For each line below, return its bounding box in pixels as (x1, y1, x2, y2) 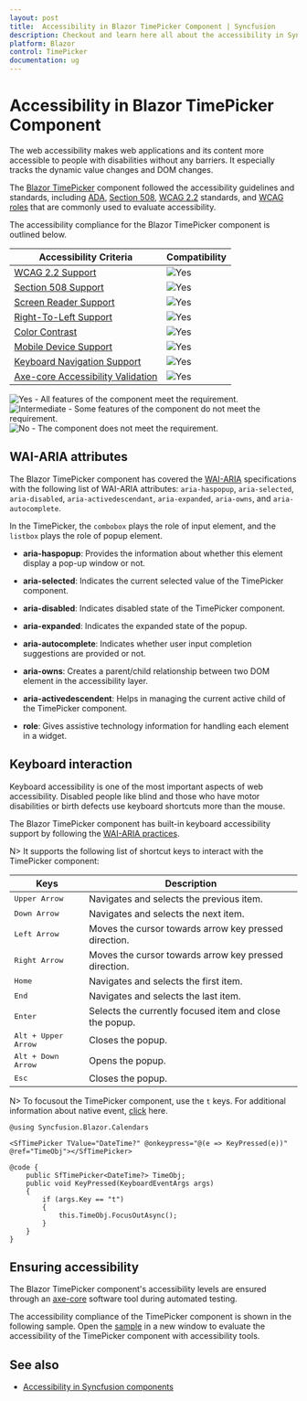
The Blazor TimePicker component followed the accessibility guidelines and (9, 182, 295, 193)
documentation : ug (9, 56, 79, 65)
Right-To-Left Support (14, 310, 112, 323)
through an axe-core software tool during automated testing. (9, 1293, 238, 1304)
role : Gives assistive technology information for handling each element (22, 720, 290, 732)
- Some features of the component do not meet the (68, 403, 260, 414)
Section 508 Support (14, 281, 105, 294)
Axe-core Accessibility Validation (14, 369, 158, 382)
